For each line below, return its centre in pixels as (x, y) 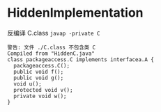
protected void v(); (43, 90)
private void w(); (40, 96)
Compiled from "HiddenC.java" (51, 54)
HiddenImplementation (76, 13)
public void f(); (39, 72)
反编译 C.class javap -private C (54, 33)
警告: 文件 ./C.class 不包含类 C (52, 47)
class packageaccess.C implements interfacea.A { (81, 59)
